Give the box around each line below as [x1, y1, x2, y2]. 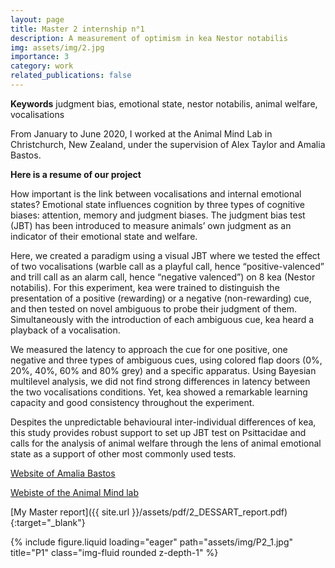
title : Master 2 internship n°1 [10, 24, 145, 34]
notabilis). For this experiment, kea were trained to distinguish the [10, 281, 280, 293]
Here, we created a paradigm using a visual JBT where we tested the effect [10, 249, 321, 261]
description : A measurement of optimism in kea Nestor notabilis [10, 33, 288, 43]
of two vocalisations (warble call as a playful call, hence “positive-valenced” [10, 260, 325, 272]
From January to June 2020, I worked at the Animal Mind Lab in [10, 127, 273, 140]
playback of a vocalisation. [10, 324, 121, 336]
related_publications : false [10, 71, 132, 81]
